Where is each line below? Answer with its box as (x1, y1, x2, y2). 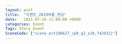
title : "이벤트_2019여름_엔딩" (5, 12, 67, 17)
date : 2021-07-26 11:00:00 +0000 (5, 17, 81, 22)
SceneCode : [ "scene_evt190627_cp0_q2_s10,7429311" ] (5, 31, 117, 36)
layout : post (5, 7, 33, 13)
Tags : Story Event (5, 26, 44, 31)
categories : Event (5, 21, 44, 27)
